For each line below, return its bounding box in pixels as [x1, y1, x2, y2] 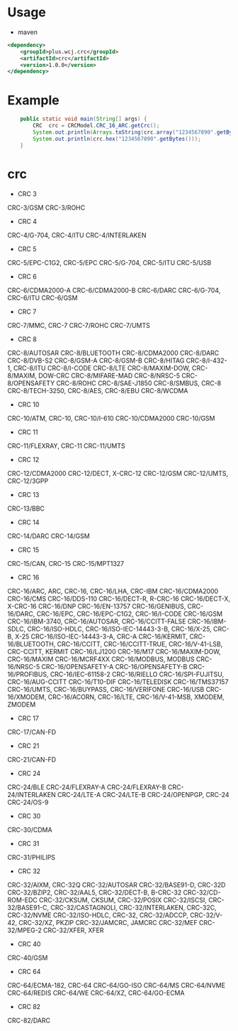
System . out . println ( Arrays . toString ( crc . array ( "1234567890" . [33, 129, 217, 136]
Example [7, 92, 59, 108]
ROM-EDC [7, 895, 38, 904]
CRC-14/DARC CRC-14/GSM [7, 531, 90, 540]
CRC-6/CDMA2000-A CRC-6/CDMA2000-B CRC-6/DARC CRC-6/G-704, [7, 286, 221, 294]
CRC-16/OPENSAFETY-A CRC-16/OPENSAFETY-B [41, 662, 188, 671]
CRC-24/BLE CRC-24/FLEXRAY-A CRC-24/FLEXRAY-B [7, 783, 166, 791]
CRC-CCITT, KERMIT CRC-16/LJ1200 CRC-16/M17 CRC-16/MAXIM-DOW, [7, 647, 221, 656]
